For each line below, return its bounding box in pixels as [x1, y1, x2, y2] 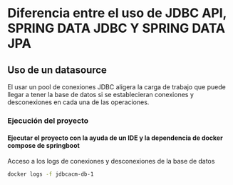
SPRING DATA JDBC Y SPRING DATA [7, 20, 226, 36]
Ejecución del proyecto [7, 116, 89, 126]
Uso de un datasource [7, 64, 107, 76]
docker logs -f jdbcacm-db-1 [7, 171, 94, 178]
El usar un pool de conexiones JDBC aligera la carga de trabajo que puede [7, 83, 226, 91]
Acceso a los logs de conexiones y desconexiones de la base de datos [7, 157, 215, 166]
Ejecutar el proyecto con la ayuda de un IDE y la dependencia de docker [7, 134, 223, 142]
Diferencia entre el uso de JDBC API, [7, 5, 227, 21]
